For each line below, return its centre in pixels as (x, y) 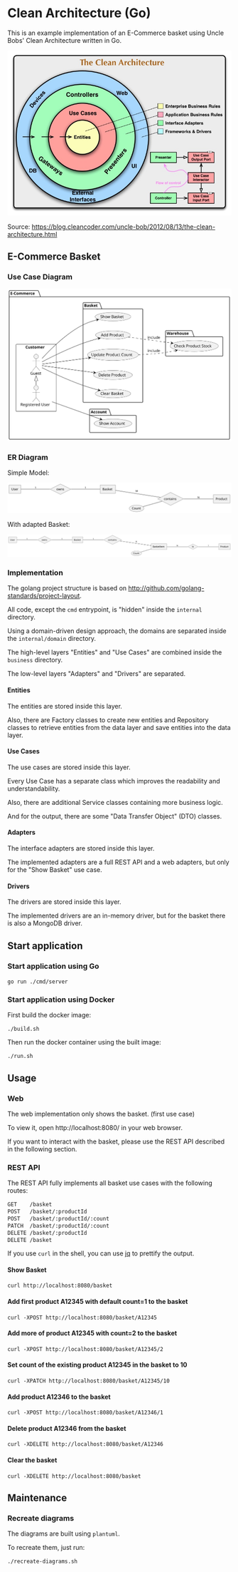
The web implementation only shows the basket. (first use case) (101, 1114)
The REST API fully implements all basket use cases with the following (110, 1183)
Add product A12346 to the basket (59, 1397)
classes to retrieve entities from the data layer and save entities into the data (119, 727)
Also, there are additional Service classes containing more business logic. (115, 802)
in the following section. (42, 1149)
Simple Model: (28, 473)
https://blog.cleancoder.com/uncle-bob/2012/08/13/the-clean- (123, 227)
